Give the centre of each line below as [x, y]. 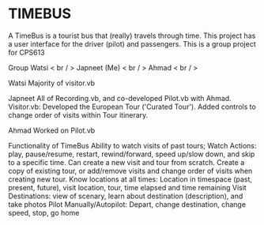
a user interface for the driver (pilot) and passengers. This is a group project [132, 43]
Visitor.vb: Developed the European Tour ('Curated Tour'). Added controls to [132, 107]
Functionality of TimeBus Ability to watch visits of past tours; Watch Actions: [132, 145]
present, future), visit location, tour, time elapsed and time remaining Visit [127, 187]
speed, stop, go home [44, 212]
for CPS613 [26, 52]
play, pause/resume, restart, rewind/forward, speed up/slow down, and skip [132, 154]
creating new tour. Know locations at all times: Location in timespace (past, [130, 179]
